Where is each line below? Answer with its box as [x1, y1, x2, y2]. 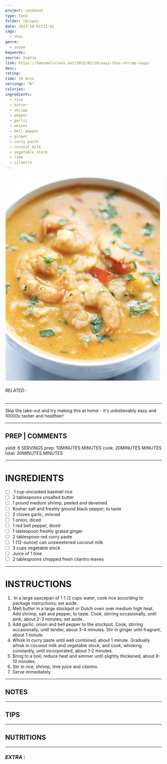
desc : [5, 66, 16, 71]
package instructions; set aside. [12, 600, 78, 606]
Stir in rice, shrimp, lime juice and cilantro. [12, 664, 98, 670]
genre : [5, 40, 19, 45]
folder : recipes [5, 18, 39, 23]
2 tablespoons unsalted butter [12, 495, 75, 501]
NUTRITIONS [5, 733, 46, 742]
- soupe [9, 45, 26, 50]
